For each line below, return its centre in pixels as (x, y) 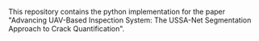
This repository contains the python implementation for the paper (117, 12)
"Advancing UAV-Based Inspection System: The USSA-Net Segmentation (130, 20)
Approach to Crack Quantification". (67, 29)
